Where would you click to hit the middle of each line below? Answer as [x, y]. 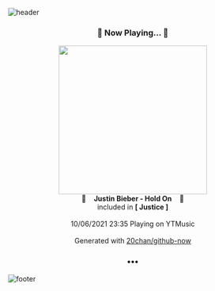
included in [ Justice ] [133, 207]
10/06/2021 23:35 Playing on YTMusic [133, 224]
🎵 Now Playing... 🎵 [133, 33]
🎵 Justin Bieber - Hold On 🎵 [133, 199]
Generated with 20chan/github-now [133, 241]
